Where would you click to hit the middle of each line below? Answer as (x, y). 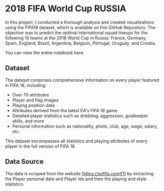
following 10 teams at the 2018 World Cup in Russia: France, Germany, (76, 38)
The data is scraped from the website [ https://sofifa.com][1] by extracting (79, 173)
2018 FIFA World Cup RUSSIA (66, 9)
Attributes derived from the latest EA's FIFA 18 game (65, 110)
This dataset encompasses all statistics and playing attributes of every (76, 141)
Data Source (24, 162)
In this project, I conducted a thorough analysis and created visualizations (80, 22)
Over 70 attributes (30, 95)
